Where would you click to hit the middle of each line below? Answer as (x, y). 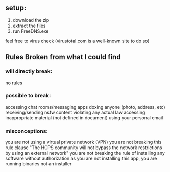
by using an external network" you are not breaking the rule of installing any (85, 153)
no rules (14, 83)
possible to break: (28, 96)
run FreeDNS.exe (31, 31)
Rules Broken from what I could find (63, 57)
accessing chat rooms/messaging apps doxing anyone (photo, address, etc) (85, 107)
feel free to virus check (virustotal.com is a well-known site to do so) (77, 41)
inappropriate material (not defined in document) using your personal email (84, 118)
